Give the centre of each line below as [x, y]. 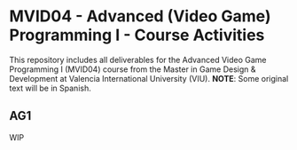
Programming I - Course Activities [137, 35]
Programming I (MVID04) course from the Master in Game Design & [133, 69]
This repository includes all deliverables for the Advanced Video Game [138, 59]
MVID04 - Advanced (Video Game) [140, 16]
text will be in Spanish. [50, 88]
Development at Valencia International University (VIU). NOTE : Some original [149, 78]
